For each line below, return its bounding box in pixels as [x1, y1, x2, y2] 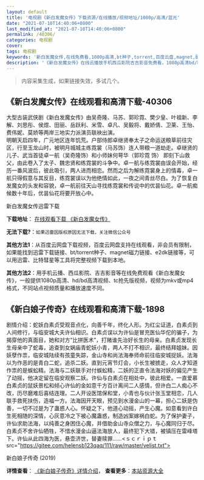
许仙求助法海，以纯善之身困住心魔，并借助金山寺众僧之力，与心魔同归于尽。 [6, 420, 198, 427]
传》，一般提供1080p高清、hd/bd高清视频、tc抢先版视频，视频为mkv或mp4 [6, 277, 194, 284]
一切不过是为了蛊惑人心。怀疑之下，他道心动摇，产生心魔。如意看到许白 [16, 405, 198, 412]
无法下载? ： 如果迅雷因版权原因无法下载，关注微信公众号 [6, 228, 131, 235]
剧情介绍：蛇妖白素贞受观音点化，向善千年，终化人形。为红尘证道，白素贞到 [6, 321, 198, 328]
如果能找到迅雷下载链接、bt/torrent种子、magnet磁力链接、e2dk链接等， [6, 249, 189, 256]
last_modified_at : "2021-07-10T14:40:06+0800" [6, 25, 126, 32]
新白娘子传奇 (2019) [6, 455, 56, 462]
